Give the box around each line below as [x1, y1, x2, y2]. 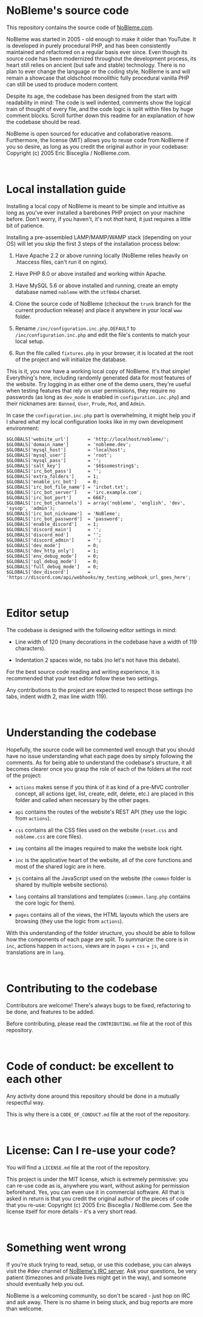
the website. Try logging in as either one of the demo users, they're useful [6, 380, 191, 387]
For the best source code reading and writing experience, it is [6, 668, 161, 675]
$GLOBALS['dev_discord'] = [6, 569, 91, 575]
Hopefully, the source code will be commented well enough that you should [6, 746, 195, 753]
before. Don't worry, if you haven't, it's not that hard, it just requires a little [6, 215, 191, 222]
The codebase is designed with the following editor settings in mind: [6, 626, 177, 633]
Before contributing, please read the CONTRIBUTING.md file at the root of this [6, 1019, 192, 1027]
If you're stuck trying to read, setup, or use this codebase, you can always [6, 1261, 192, 1268]
